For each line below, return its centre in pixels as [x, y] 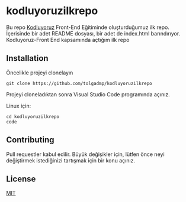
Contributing [30, 140]
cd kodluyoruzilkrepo [33, 116]
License [21, 179]
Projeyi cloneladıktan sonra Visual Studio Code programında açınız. [88, 94]
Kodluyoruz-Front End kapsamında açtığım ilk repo [68, 40]
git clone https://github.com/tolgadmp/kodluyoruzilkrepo [79, 83]
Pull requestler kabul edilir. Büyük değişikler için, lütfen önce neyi [85, 154]
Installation [27, 58]
